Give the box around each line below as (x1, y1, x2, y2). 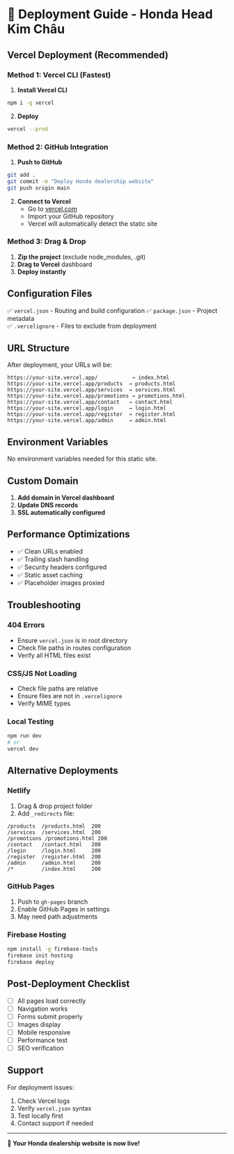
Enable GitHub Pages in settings (17, 904, 110, 913)
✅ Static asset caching (17, 570, 83, 579)
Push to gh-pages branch (17, 897, 88, 906)
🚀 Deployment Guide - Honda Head (7, 6, 213, 22)
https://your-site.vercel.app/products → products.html (7, 380, 176, 387)
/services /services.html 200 (7, 828, 101, 836)
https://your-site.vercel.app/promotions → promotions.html (7, 393, 186, 400)
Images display (17, 1020, 61, 1028)
